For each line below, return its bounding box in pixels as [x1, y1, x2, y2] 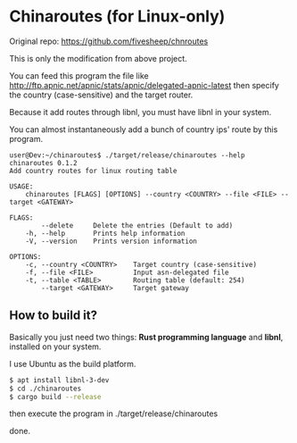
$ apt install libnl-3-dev [9, 375, 110, 385]
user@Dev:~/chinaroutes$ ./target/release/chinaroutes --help [9, 150, 245, 160]
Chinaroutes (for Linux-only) [9, 6, 226, 27]
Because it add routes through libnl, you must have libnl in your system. [9, 106, 272, 117]
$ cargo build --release [9, 392, 102, 401]
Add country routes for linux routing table [9, 166, 177, 175]
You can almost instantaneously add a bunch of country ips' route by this [9, 123, 278, 135]
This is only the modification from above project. [9, 53, 187, 63]
